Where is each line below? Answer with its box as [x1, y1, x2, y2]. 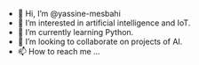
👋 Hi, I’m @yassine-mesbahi [17, 9, 122, 18]
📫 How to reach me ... [17, 47, 100, 56]
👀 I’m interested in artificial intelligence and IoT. [17, 18, 191, 28]
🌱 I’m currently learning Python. [17, 27, 134, 37]
